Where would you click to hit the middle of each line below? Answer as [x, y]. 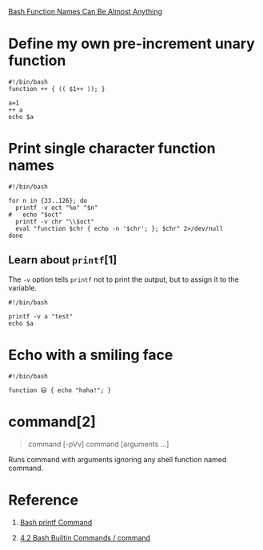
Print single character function [112, 149]
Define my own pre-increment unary [132, 44]
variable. [23, 287]
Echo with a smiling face [91, 355]
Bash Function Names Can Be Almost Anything [85, 12]
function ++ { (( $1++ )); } [57, 89]
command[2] [52, 421]
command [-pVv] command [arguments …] [98, 444]
